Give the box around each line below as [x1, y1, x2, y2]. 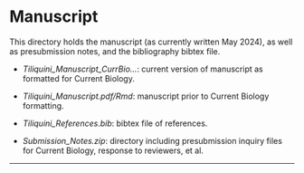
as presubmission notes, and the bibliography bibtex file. [9, 45, 221, 56]
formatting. [22, 100, 65, 111]
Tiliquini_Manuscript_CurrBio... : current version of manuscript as [22, 63, 264, 74]
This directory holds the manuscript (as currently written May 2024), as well [9, 36, 293, 47]
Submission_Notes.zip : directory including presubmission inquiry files [22, 135, 283, 146]
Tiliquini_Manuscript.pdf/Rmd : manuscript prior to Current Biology [22, 91, 270, 101]
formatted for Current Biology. [22, 72, 136, 83]
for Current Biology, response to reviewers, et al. [22, 145, 204, 156]
